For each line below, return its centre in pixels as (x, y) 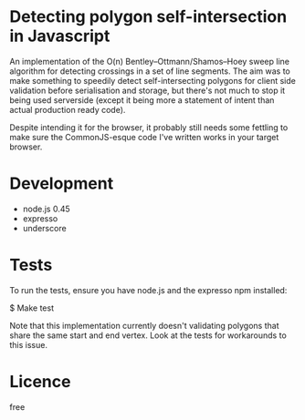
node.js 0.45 (46, 209)
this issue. (29, 344)
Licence (40, 382)
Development (62, 184)
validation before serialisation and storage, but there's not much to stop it (147, 90)
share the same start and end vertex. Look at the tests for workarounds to (148, 335)
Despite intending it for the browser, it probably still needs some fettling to (149, 127)
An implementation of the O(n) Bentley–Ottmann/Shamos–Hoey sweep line (150, 61)
